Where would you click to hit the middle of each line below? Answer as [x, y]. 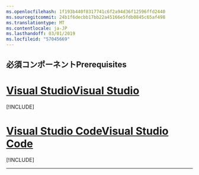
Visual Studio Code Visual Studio [87, 131]
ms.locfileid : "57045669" [38, 39]
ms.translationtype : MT [36, 23]
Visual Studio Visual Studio [73, 90]
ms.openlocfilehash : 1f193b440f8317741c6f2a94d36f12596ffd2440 [86, 12]
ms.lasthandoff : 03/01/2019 [41, 34]
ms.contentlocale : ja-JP [37, 28]
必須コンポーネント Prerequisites [66, 65]
